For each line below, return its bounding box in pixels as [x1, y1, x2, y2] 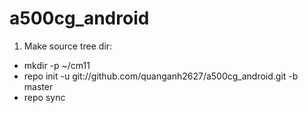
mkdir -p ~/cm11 [23, 59, 91, 71]
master [23, 80, 54, 92]
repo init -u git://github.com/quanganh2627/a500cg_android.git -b [23, 70, 299, 82]
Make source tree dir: [23, 40, 113, 52]
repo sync [23, 91, 66, 103]
